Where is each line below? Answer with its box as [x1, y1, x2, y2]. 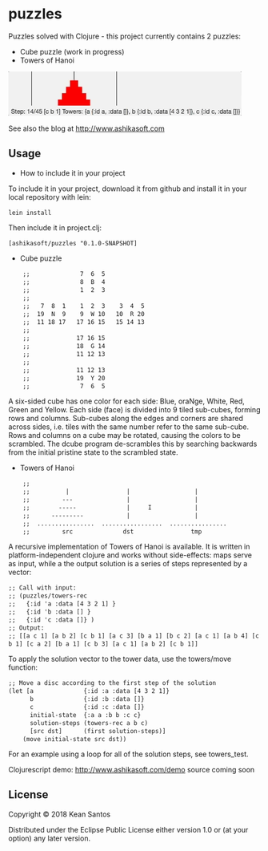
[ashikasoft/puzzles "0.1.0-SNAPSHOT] [8, 239, 138, 247]
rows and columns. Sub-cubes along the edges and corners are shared [8, 413, 244, 423]
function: [8, 663, 38, 672]
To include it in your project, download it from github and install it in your [8, 184, 247, 193]
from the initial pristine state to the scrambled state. [8, 447, 178, 457]
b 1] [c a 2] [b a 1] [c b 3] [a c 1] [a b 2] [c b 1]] [8, 639, 198, 648]
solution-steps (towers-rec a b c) [29, 719, 149, 727]
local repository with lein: [8, 192, 92, 201]
